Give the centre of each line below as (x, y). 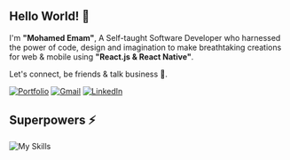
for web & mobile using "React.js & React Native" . (102, 56)
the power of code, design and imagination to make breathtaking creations (145, 47)
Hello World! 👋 (50, 16)
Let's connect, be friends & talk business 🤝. (89, 74)
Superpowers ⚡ (53, 120)
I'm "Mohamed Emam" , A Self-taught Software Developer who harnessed (145, 37)
